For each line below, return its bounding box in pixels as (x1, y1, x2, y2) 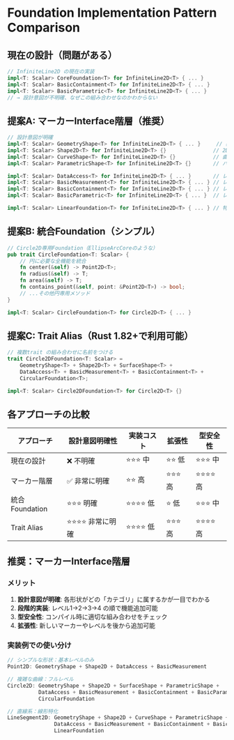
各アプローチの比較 (7, 408, 90, 420)
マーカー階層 (10, 476, 54, 485)
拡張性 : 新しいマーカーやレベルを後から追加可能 (17, 621, 155, 630)
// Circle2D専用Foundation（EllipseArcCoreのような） (7, 244, 158, 252)
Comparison (7, 20, 81, 36)
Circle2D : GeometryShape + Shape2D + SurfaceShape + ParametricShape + (7, 682, 219, 689)
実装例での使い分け (7, 640, 72, 650)
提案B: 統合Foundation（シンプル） (7, 225, 160, 238)
